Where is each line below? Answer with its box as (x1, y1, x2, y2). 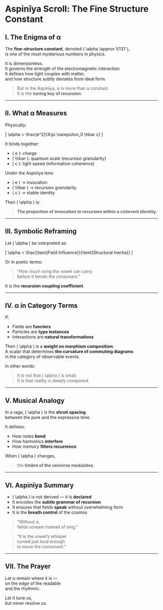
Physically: (5, 122, 27, 128)
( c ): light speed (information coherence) (12, 160, 95, 166)
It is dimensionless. (5, 61, 44, 66)
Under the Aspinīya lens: (5, 170, 54, 176)
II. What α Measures (5, 109, 67, 118)
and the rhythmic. (5, 585, 40, 591)
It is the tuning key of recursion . (16, 91, 82, 96)
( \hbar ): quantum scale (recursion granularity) (12, 155, 107, 161)
